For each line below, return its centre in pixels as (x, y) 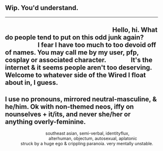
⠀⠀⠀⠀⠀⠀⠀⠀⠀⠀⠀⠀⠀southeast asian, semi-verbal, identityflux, (67, 133)
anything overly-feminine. (46, 122)
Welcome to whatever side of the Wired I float (75, 75)
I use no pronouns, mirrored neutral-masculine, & (81, 99)
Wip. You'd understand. (42, 8)
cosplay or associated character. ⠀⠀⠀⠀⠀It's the (79, 60)
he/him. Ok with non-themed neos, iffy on (70, 106)
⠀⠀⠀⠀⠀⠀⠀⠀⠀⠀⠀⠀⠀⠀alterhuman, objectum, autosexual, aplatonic (71, 138)
